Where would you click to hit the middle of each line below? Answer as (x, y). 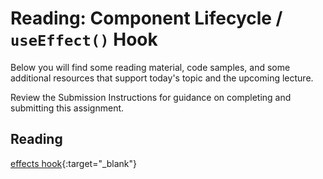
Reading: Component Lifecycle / (146, 18)
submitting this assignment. (67, 108)
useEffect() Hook (84, 39)
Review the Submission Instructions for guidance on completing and (151, 97)
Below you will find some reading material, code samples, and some (150, 67)
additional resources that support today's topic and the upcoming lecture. (162, 78)
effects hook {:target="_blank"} (74, 163)
